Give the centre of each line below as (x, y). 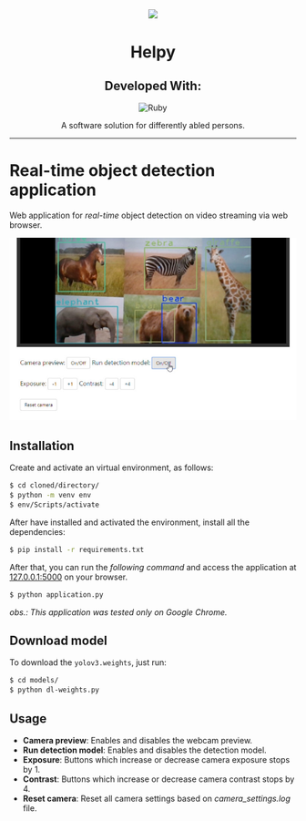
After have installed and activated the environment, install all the (130, 522)
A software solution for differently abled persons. (153, 125)
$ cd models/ (34, 681)
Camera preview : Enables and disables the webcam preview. (138, 741)
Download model (58, 641)
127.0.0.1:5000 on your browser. (69, 577)
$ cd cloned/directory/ (55, 486)
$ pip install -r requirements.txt (77, 549)
